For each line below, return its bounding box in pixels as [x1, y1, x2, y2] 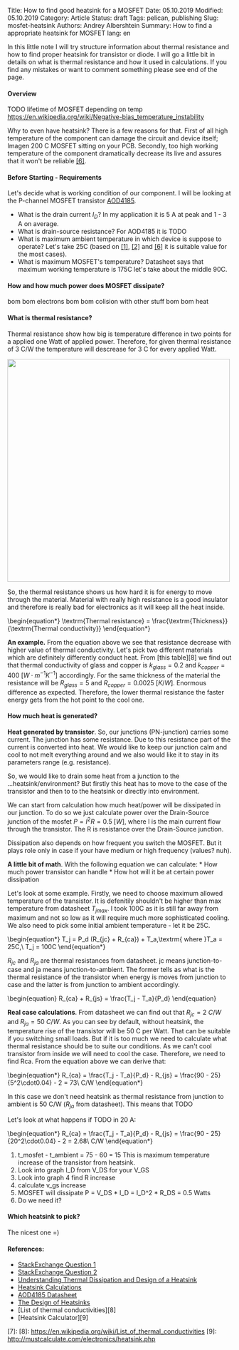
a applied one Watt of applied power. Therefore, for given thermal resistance [7, 337, 232, 345]
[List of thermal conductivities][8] [17, 1306, 116, 1314]
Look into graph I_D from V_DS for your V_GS [17, 1165, 149, 1174]
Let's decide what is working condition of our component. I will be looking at [7, 189, 231, 198]
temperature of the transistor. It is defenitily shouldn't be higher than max [7, 896, 222, 905]
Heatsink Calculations [17, 1283, 82, 1292]
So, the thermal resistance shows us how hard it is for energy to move [7, 588, 213, 596]
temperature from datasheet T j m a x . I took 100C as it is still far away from [7, 904, 219, 914]
